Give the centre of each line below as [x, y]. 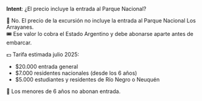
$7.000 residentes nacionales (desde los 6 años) [76, 73]
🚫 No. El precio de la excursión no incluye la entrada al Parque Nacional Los [101, 20]
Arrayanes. [20, 27]
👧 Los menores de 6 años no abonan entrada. [63, 91]
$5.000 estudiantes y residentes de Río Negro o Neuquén [87, 79]
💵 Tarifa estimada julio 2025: [43, 54]
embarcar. [19, 43]
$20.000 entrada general [47, 67]
